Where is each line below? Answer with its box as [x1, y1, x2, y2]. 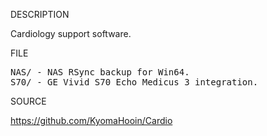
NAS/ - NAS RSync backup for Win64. [10, 67, 190, 78]
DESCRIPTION [10, 9, 70, 20]
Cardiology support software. [10, 28, 132, 39]
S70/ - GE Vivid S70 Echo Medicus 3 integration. [10, 77, 259, 88]
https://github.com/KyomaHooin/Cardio [10, 115, 173, 126]
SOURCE [10, 95, 47, 107]
